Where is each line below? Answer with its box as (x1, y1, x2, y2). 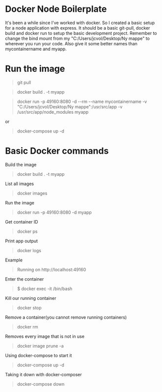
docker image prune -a (17, 343, 64, 349)
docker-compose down (17, 381, 65, 387)
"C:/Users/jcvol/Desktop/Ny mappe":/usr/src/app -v (17, 103, 123, 109)
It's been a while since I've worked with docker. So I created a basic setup (5, 20, 155, 26)
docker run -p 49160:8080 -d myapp (17, 209, 92, 215)
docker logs (17, 247, 42, 253)
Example (5, 257, 23, 263)
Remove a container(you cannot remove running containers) (5, 314, 127, 320)
